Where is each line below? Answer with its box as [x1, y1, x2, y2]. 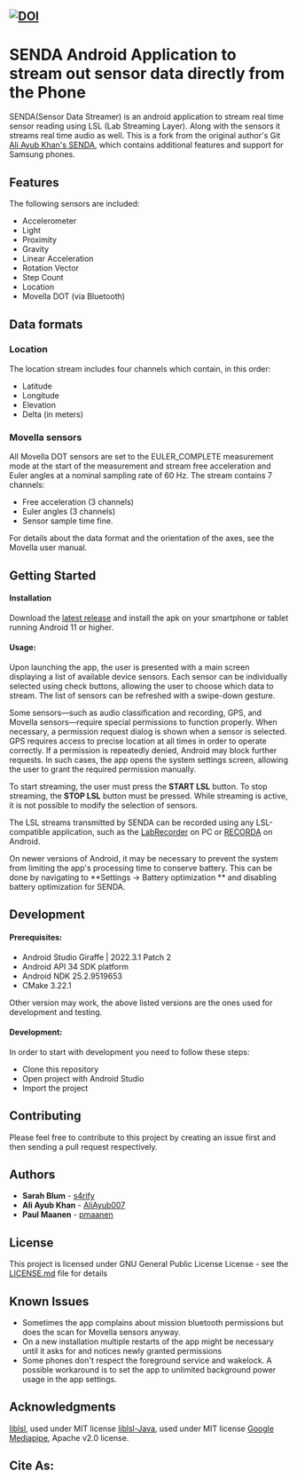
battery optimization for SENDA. [9, 881, 126, 892]
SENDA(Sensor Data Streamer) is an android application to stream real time [9, 112, 284, 122]
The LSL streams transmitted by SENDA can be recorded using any [9, 817, 254, 828]
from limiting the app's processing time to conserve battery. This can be [9, 862, 273, 873]
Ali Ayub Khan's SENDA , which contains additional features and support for [9, 139, 284, 151]
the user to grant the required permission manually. [9, 764, 197, 775]
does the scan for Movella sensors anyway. [21, 1326, 181, 1337]
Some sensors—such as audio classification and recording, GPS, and [9, 707, 262, 718]
